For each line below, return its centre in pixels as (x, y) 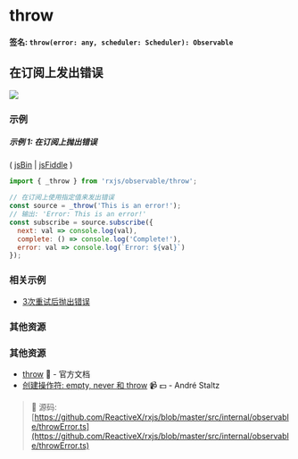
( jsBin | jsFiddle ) (41, 165)
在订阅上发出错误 (56, 73)
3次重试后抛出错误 (56, 301)
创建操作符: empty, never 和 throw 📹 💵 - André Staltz (121, 385)
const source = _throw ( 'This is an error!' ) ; (95, 206)
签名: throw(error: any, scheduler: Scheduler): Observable (121, 42)
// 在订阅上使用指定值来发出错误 (62, 197)
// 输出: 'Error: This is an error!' (78, 214)
